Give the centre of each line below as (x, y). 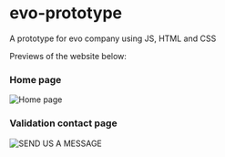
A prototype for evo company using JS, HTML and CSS (113, 38)
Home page (36, 79)
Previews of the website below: (68, 56)
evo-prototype (66, 13)
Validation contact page (63, 123)
